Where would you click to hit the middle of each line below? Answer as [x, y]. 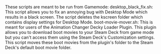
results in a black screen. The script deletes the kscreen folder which [74, 17]
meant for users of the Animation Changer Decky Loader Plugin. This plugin [81, 27]
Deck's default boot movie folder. [38, 48]
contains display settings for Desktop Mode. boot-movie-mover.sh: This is [79, 22]
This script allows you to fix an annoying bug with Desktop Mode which [76, 12]
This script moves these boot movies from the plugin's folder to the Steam [79, 42]
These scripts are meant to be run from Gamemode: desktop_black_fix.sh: [79, 7]
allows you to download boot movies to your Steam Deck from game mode [80, 32]
